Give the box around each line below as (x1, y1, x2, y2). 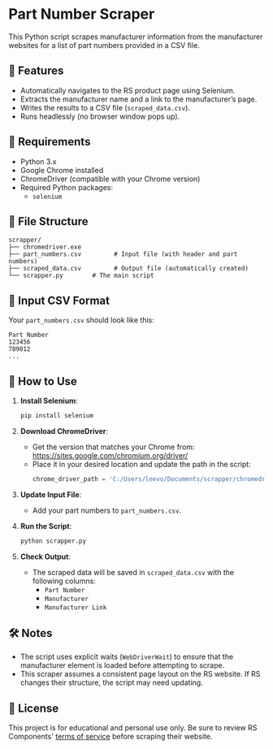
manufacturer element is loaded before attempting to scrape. (19, 660, 225, 670)
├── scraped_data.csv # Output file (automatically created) (8, 265, 249, 273)
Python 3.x (19, 156, 57, 167)
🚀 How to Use (8, 374, 77, 388)
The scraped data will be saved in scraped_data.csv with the (32, 567, 234, 577)
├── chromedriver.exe (8, 243, 82, 252)
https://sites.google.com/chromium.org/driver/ (32, 450, 188, 460)
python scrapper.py (19, 537, 87, 545)
